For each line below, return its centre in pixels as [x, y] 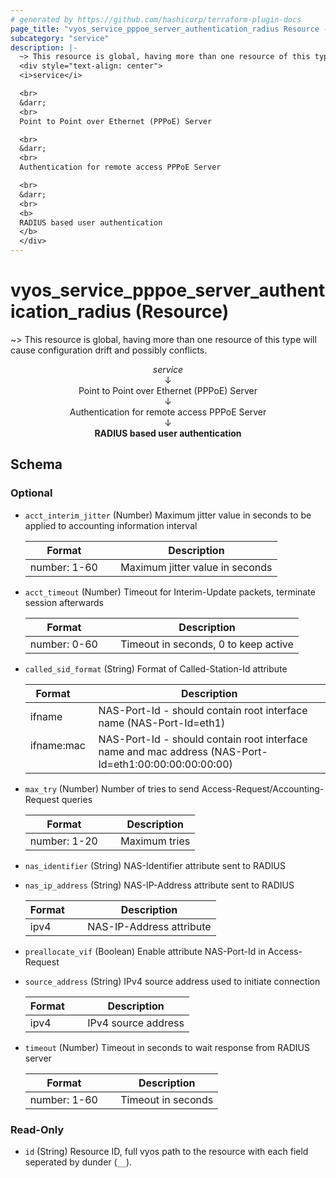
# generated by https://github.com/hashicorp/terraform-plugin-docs [156, 19]
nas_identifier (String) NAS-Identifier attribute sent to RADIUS [155, 865]
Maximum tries [155, 841]
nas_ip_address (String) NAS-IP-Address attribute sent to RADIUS [159, 885]
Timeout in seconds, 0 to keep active [207, 644]
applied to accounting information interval [111, 525]
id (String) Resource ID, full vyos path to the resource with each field [166, 1151]
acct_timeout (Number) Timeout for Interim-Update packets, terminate [170, 592]
